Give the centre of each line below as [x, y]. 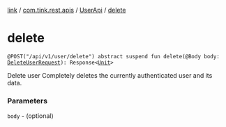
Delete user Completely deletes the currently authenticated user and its [110, 75]
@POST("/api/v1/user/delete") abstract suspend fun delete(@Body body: [113, 56]
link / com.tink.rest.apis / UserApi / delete [67, 10]
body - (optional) [30, 116]
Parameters [27, 101]
